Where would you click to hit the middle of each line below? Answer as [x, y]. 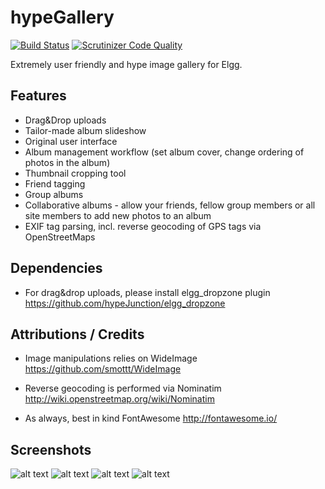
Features [38, 96]
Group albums [54, 194]
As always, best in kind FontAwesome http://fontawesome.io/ [151, 418]
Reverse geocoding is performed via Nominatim [123, 388]
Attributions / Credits [77, 334]
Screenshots [51, 449]
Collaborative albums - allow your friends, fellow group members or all [170, 205]
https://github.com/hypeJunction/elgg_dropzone [125, 303]
